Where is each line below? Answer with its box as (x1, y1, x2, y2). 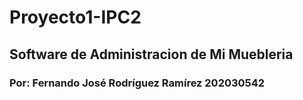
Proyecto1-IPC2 (9, 6, 142, 29)
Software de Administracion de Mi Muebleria (9, 46, 294, 63)
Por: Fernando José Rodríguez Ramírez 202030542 (9, 76, 266, 90)
